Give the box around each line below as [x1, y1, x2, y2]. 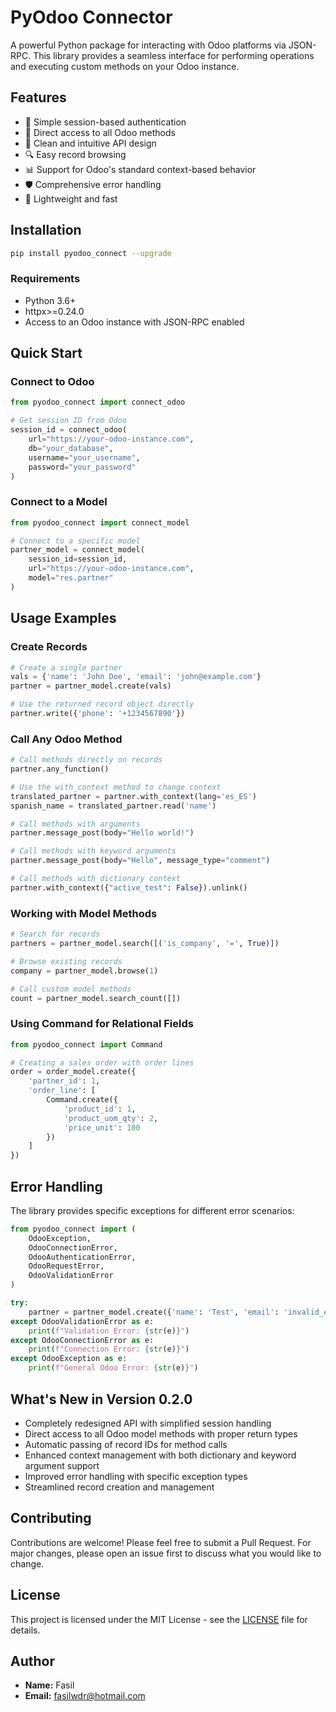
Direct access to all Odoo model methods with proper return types [24, 1427, 298, 1440]
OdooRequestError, [28, 1261, 105, 1271]
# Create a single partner [10, 662, 123, 673]
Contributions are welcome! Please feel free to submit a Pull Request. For [10, 1536, 312, 1548]
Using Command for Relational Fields [10, 1017, 194, 1031]
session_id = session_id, [28, 554, 128, 565]
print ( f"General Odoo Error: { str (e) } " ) [28, 1363, 199, 1373]
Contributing [10, 1510, 92, 1527]
